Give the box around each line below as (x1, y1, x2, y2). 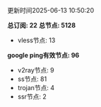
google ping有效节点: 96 (7, 51, 80, 59)
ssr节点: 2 (17, 92, 47, 101)
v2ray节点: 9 (17, 66, 54, 74)
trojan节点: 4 (17, 84, 55, 92)
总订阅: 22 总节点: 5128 (7, 21, 76, 30)
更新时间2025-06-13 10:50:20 (7, 6, 94, 14)
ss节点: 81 (17, 75, 47, 83)
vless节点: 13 (17, 36, 56, 44)
